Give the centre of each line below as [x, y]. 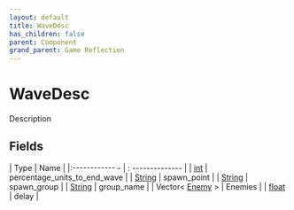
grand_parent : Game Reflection [67, 51]
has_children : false [47, 34]
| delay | [24, 196]
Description [30, 119]
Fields [27, 147]
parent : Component [43, 42]
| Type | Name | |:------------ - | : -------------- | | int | [108, 167]
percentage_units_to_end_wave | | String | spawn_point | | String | [129, 177]
